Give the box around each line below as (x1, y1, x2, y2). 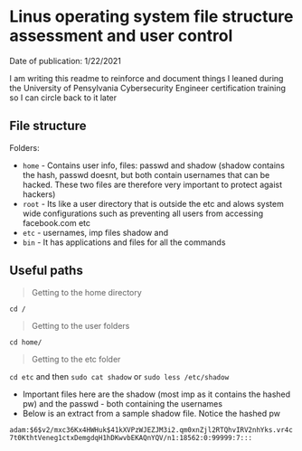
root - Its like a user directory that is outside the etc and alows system (22, 198, 285, 209)
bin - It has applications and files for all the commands (22, 237, 226, 248)
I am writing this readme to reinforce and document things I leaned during (9, 72, 284, 83)
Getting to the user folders (31, 320, 130, 331)
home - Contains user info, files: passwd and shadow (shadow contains (22, 160, 285, 171)
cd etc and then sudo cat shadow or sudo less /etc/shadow (9, 371, 230, 381)
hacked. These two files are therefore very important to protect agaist (22, 179, 283, 190)
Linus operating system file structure (9, 6, 294, 27)
